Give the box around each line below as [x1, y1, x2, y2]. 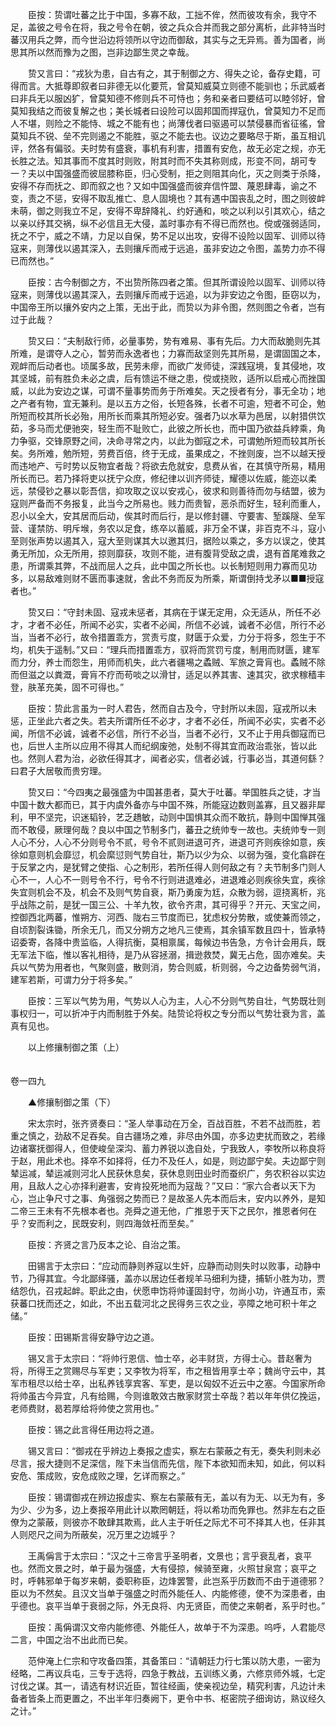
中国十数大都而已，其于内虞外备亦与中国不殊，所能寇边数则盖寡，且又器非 [10, 799, 317, 810]
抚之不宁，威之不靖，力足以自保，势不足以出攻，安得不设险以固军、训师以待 [10, 230, 326, 242]
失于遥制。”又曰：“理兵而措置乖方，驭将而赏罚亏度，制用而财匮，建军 [36, 644, 321, 655]
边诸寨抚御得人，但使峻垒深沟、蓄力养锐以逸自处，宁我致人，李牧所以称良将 [10, 1143, 326, 1154]
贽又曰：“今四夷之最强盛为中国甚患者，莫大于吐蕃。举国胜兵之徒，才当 [27, 786, 322, 798]
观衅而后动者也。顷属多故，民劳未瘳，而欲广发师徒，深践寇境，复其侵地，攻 [10, 360, 326, 372]
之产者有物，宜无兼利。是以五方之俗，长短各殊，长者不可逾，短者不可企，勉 [10, 398, 326, 409]
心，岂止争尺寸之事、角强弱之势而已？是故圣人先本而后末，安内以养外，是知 [10, 1193, 326, 1204]
